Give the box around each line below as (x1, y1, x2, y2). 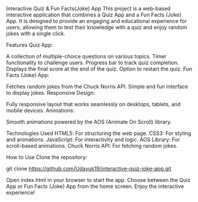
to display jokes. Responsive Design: (6, 90, 96, 96)
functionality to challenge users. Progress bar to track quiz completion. (6, 59, 179, 66)
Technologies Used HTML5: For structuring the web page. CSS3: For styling (6, 130, 191, 137)
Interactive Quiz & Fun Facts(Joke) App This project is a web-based (6, 5, 171, 12)
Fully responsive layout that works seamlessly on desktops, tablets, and (6, 101, 181, 108)
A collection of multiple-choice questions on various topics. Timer (6, 53, 167, 59)
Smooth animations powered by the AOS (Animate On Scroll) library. (6, 118, 172, 125)
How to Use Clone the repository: (6, 154, 87, 161)
